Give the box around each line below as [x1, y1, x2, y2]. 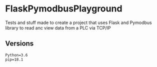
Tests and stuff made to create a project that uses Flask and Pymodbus [5, 19, 152, 25]
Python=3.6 [5, 52, 28, 57]
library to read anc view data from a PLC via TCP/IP [5, 24, 111, 30]
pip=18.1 [5, 57, 23, 62]
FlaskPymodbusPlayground [5, 3, 122, 14]
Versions [5, 39, 34, 48]
